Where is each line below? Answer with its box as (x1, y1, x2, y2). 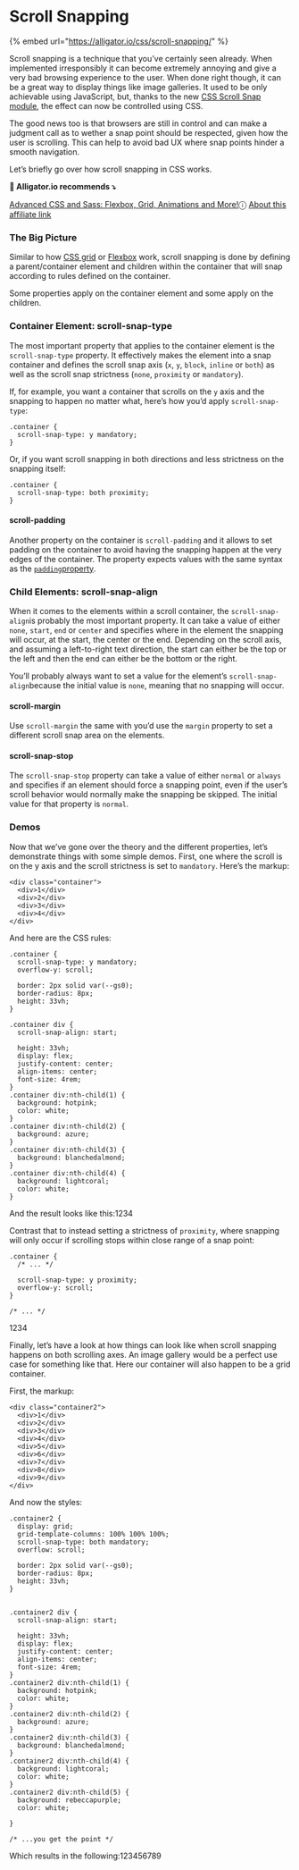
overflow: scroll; (17, 1545, 87, 1554)
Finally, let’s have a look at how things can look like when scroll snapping (9, 1339, 277, 1351)
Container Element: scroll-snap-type (9, 320, 172, 333)
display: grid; (17, 1521, 74, 1530)
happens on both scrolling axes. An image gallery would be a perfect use (9, 1349, 278, 1360)
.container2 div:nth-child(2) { (9, 1709, 129, 1718)
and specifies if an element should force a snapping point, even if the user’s (9, 779, 288, 790)
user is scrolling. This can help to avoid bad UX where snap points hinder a (9, 137, 285, 147)
